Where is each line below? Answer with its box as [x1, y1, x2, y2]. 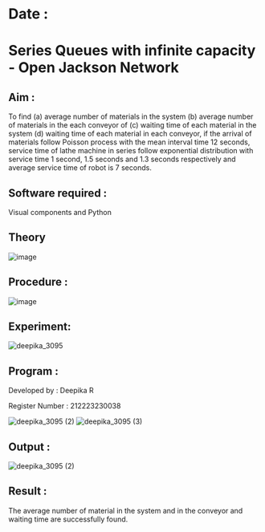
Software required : [8, 186, 108, 200]
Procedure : [8, 275, 68, 289]
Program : [8, 364, 59, 378]
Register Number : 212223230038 [8, 401, 121, 411]
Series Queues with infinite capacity [8, 42, 256, 60]
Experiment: [8, 320, 71, 334]
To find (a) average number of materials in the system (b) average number [8, 112, 254, 121]
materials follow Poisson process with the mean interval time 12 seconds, [8, 137, 251, 147]
